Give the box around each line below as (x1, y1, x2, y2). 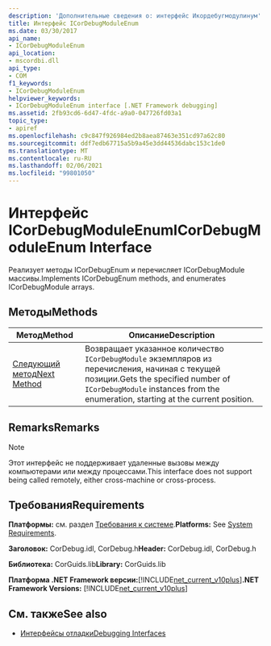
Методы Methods (8, 306, 98, 319)
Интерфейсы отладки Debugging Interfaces (19, 628, 166, 638)
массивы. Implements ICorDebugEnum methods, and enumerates (8, 273, 227, 283)
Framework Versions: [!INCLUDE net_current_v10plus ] (8, 584, 188, 594)
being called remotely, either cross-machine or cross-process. (8, 475, 216, 485)
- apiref (8, 124, 38, 132)
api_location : (8, 49, 56, 57)
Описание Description (128, 329, 215, 340)
